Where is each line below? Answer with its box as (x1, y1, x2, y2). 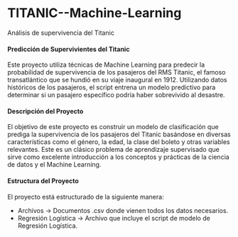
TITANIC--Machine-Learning (7, 5, 182, 21)
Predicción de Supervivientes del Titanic (7, 45, 130, 53)
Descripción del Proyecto (7, 106, 84, 115)
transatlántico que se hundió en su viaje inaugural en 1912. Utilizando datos (7, 76, 227, 84)
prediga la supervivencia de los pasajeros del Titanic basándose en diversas (7, 130, 231, 139)
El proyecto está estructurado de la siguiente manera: (7, 192, 165, 201)
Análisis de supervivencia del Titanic (7, 28, 115, 37)
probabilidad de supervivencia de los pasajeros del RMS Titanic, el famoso (7, 68, 226, 77)
